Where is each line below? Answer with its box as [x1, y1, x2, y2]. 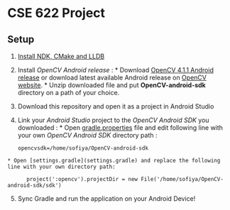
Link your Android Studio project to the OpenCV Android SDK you [17, 116, 209, 124]
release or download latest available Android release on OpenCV [17, 73, 207, 82]
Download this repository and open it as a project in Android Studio [17, 102, 214, 111]
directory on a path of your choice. [17, 89, 120, 96]
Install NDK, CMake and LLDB [17, 52, 105, 60]
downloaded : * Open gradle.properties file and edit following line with [17, 123, 224, 132]
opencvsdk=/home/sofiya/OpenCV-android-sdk [17, 145, 149, 152]
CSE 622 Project [7, 5, 105, 21]
